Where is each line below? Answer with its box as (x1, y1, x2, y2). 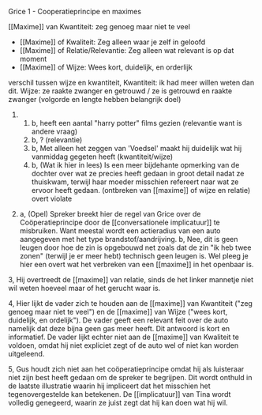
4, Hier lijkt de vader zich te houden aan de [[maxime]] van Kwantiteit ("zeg (8, 299, 253, 307)
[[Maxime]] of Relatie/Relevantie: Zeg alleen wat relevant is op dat (19, 46, 234, 55)
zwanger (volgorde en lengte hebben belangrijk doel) (8, 95, 182, 104)
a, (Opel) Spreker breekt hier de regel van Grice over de (19, 209, 201, 218)
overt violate (31, 194, 73, 203)
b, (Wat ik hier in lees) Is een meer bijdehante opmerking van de (31, 160, 240, 169)
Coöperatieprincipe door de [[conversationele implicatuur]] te (19, 217, 221, 227)
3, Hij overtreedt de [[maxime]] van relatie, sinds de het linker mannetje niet (8, 275, 254, 284)
